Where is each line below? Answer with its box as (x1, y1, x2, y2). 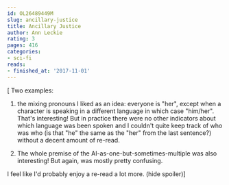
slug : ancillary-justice (7, 16, 78, 23)
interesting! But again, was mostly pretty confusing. (16, 156, 163, 164)
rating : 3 (7, 36, 36, 42)
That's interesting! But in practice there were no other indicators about (16, 114, 216, 122)
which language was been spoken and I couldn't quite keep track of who (16, 121, 223, 129)
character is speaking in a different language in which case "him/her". (16, 107, 215, 115)
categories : (7, 49, 41, 56)
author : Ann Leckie (7, 29, 63, 36)
